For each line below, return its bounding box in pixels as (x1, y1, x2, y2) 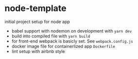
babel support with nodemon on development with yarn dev (11, 28, 132, 34)
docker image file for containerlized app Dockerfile (11, 43, 116, 49)
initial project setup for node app (4, 19, 70, 24)
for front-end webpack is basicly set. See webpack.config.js (11, 38, 134, 44)
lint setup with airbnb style (11, 48, 65, 54)
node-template (4, 3, 67, 14)
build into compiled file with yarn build (11, 33, 91, 39)
